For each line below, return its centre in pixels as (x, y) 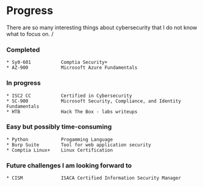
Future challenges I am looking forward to (69, 165)
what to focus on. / (30, 34)
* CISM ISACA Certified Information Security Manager (94, 178)
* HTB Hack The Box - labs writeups (72, 111)
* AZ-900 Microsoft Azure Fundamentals (72, 68)
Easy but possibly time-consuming (59, 127)
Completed (23, 49)
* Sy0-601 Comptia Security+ (57, 62)
